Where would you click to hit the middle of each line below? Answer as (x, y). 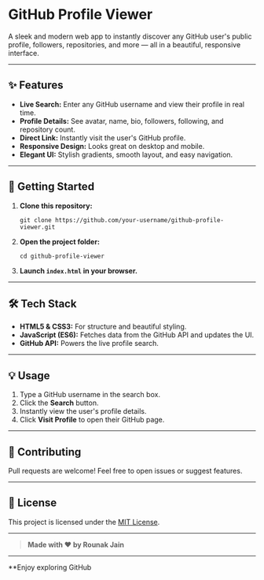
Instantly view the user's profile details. (83, 411)
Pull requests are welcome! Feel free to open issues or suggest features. (125, 471)
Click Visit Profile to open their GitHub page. (92, 420)
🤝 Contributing (45, 452)
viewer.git (37, 227)
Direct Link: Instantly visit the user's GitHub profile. (103, 138)
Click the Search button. (59, 403)
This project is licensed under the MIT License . (84, 522)
